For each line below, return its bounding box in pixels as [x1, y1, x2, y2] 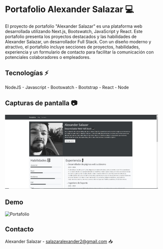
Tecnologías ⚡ [5, 69, 49, 77]
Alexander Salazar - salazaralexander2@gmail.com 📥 [5, 238, 113, 244]
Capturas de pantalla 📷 [5, 99, 78, 107]
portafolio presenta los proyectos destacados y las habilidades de [5, 34, 137, 39]
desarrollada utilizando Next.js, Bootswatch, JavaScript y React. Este [5, 28, 143, 34]
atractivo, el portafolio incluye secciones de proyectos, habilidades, [5, 44, 140, 50]
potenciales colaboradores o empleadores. [5, 54, 91, 60]
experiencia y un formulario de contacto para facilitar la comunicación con [5, 49, 154, 55]
